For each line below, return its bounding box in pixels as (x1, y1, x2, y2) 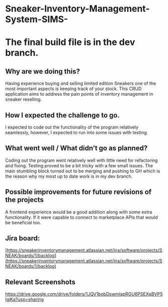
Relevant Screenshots (5, 277, 76, 286)
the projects (5, 196, 44, 204)
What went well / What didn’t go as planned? (5, 144, 148, 153)
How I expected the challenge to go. (5, 111, 120, 119)
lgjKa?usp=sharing (5, 296, 44, 302)
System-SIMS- (5, 14, 68, 25)
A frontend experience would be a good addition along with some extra (5, 209, 152, 215)
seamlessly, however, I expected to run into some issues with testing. (5, 130, 148, 135)
